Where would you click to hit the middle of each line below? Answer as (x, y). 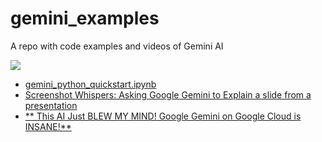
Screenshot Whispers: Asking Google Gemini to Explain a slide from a (168, 94)
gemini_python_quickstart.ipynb (90, 84)
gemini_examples (85, 18)
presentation (51, 105)
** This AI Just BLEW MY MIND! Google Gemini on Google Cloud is (163, 116)
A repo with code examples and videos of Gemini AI (117, 46)
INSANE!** (48, 126)
